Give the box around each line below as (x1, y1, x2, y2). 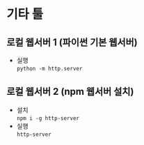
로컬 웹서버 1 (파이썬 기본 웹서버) (6, 36, 138, 48)
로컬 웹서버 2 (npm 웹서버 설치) (6, 86, 134, 98)
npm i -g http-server (16, 114, 79, 122)
